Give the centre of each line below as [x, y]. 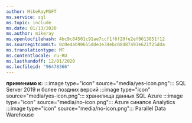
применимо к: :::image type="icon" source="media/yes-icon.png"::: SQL [96, 83]
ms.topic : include [29, 22]
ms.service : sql [26, 17]
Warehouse [20, 115]
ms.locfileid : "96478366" [38, 67]
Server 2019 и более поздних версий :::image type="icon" [78, 90]
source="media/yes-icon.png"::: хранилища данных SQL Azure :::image [95, 96]
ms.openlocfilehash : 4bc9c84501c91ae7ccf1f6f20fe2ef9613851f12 [86, 39]
